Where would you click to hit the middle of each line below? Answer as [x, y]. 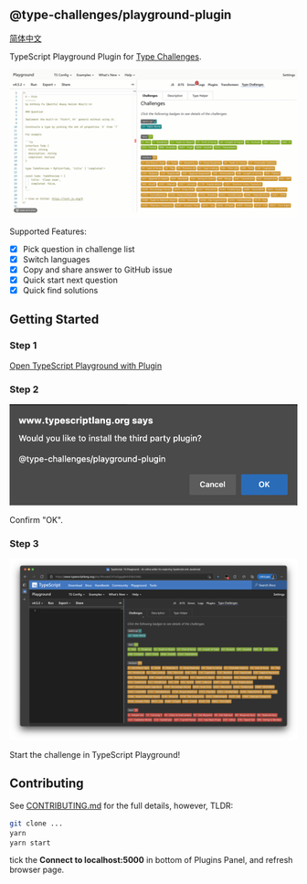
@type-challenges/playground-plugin [121, 15]
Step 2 [24, 389]
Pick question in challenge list [79, 249]
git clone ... [37, 823]
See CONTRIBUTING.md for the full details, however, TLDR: [122, 805]
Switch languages [56, 259]
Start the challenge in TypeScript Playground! [95, 754]
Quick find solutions [60, 290]
